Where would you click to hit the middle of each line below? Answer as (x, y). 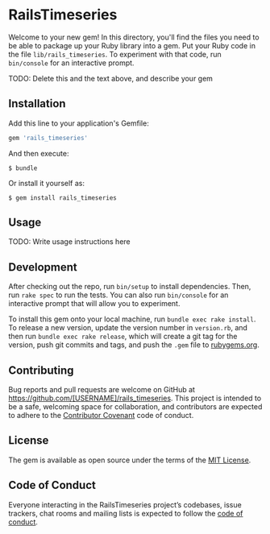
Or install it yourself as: (46, 183)
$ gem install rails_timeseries (62, 198)
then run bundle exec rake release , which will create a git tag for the (123, 337)
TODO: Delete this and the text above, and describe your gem (111, 78)
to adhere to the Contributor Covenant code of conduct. (101, 416)
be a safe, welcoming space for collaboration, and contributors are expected (135, 407)
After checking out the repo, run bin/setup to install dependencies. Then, (130, 287)
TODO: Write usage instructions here (69, 242)
